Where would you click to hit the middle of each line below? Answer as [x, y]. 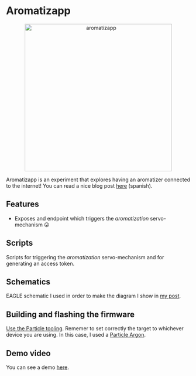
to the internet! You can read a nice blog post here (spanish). [79, 185]
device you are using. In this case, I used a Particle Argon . [76, 335]
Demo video [28, 353]
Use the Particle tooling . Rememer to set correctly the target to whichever [95, 328]
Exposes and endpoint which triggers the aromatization [82, 218]
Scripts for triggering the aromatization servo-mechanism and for [85, 257]
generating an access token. [40, 263]
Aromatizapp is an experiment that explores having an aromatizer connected [98, 179]
